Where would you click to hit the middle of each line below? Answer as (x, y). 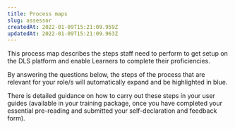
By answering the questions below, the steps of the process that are (106, 75)
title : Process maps (38, 14)
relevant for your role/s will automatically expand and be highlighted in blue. (117, 82)
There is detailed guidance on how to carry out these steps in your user (111, 96)
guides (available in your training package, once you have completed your (115, 104)
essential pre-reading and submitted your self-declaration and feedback (112, 111)
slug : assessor (30, 20)
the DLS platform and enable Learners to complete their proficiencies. (109, 61)
